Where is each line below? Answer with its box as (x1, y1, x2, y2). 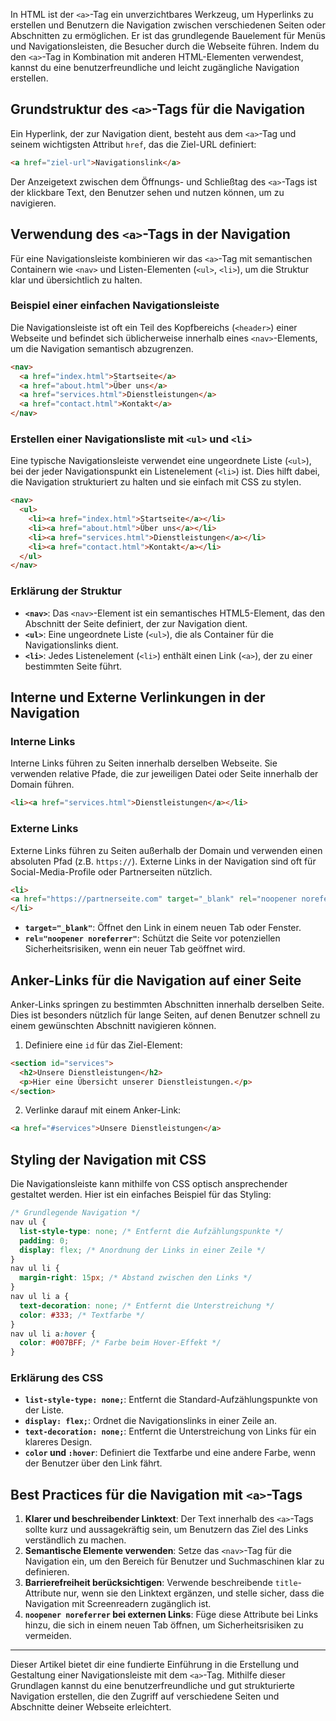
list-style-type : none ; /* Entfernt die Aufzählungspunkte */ (19, 1226, 284, 1236)
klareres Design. (24, 1436, 93, 1448)
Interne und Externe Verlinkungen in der (10, 689, 266, 706)
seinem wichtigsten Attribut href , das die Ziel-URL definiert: (10, 138, 257, 150)
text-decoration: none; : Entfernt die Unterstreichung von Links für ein (24, 1425, 317, 1438)
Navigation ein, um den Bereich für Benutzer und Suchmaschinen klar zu (24, 1555, 325, 1568)
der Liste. (24, 1404, 65, 1416)
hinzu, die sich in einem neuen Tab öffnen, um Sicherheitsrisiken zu (24, 1619, 304, 1631)
